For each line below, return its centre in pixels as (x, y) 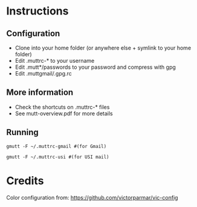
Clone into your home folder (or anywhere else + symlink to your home (103, 48)
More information (40, 93)
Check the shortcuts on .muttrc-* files (62, 107)
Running (23, 132)
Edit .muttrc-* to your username (55, 61)
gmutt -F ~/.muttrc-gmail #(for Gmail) (57, 146)
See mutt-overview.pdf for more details (64, 113)
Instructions (37, 11)
